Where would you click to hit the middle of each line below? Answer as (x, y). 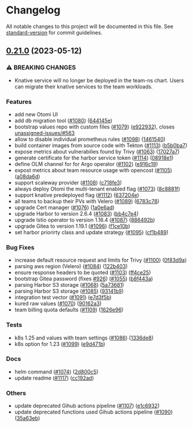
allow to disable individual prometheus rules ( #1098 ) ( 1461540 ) (90, 139)
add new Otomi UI (36, 114)
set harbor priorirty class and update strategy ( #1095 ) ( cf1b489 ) (92, 232)
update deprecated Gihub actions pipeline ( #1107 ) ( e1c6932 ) (87, 406)
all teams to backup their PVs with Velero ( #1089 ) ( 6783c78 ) (87, 201)
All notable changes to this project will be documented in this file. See (90, 26)
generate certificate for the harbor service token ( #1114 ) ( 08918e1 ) (94, 158)
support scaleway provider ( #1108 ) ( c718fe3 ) (68, 182)
